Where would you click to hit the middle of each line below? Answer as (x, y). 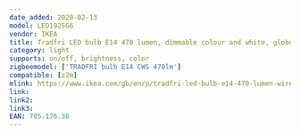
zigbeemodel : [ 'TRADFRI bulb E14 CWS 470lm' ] (95, 67)
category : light (39, 51)
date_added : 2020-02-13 (54, 17)
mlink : (21, 83)
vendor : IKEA (33, 34)
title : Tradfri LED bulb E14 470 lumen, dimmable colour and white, (139, 42)
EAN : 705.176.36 (39, 116)
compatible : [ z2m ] (43, 75)
